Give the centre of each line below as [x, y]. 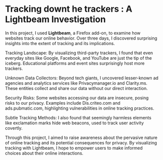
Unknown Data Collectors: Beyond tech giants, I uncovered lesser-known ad [82, 78]
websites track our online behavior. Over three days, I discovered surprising [81, 38]
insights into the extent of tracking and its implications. [60, 43]
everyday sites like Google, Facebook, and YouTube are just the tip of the [79, 58]
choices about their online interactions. [44, 153]
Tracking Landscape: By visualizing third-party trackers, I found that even [79, 53]
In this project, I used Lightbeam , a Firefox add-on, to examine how [73, 33]
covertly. [14, 128]
